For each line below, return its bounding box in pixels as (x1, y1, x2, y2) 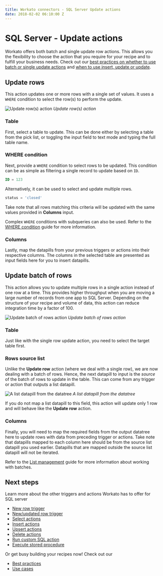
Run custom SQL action (12, 537, 60, 542)
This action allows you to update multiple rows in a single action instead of (5, 284, 154, 290)
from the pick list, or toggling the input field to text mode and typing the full (5, 134, 156, 140)
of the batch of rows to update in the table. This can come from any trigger (5, 377, 155, 382)
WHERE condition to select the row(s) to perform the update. (5, 96, 123, 102)
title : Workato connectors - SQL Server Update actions (5, 7, 121, 12)
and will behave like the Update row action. (5, 406, 92, 412)
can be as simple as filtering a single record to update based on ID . (5, 167, 140, 173)
